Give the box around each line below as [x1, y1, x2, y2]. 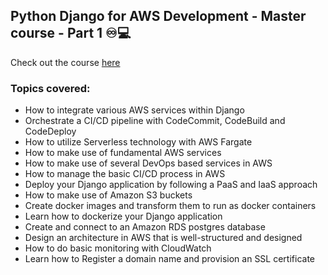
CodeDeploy [24, 125, 77, 138]
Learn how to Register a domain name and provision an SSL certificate [24, 253, 315, 265]
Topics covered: [10, 81, 91, 95]
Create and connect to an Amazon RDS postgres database [24, 221, 266, 233]
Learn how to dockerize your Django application [24, 210, 223, 223]
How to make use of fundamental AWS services [24, 147, 222, 159]
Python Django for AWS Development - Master [10, 8, 307, 25]
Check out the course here [10, 56, 121, 68]
